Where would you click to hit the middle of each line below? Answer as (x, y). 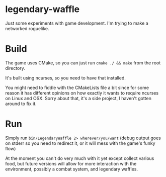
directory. (15, 68)
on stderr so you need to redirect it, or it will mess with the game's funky (80, 143)
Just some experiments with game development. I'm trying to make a (77, 23)
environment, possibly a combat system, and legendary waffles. (72, 169)
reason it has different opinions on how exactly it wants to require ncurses (82, 93)
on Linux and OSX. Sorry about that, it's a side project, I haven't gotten (78, 98)
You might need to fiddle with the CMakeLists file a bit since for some (77, 87)
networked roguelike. (27, 28)
